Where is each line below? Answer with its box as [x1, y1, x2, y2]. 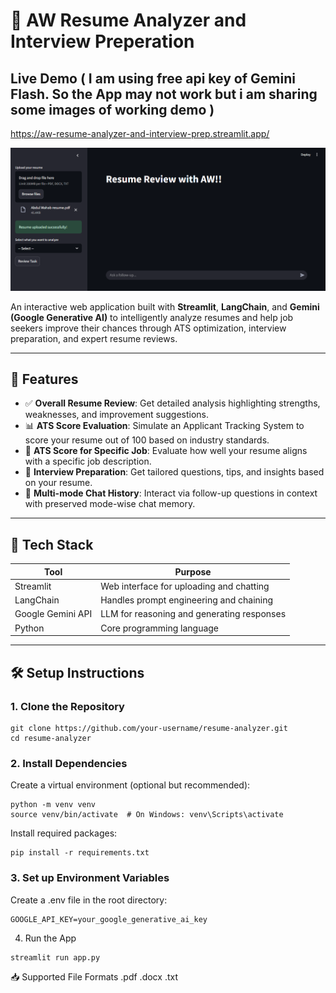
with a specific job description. [24, 455, 152, 468]
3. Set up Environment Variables [10, 871, 170, 885]
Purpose [174, 565, 212, 578]
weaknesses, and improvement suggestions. [24, 409, 210, 421]
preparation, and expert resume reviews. [10, 332, 178, 344]
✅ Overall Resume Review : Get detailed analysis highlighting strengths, [24, 397, 321, 409]
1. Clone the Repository [10, 699, 125, 713]
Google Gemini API [14, 608, 93, 620]
